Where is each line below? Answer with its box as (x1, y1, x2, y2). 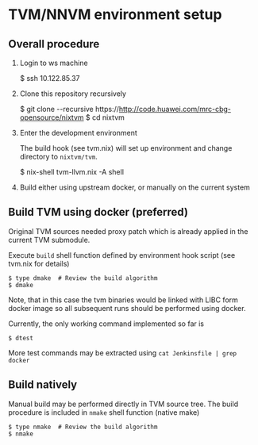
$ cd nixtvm (86, 113, 125, 122)
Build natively (8, 378, 78, 392)
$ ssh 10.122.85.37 (19, 74, 81, 82)
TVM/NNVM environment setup (8, 6, 222, 24)
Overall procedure (8, 37, 100, 51)
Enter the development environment (19, 129, 137, 137)
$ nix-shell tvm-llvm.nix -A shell (19, 167, 125, 176)
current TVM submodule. (8, 235, 90, 244)
